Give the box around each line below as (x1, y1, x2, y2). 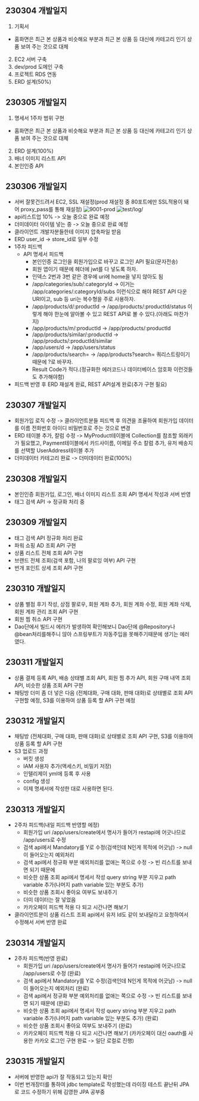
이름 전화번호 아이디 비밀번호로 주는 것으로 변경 (20, 424, 130, 432)
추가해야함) (38, 373, 65, 381)
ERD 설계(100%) (14, 147, 54, 154)
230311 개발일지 (5, 657, 64, 667)
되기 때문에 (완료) (29, 999, 70, 1006)
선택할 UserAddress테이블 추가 (20, 447, 94, 454)
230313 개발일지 (5, 804, 66, 814)
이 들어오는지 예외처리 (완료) (23, 984, 90, 991)
